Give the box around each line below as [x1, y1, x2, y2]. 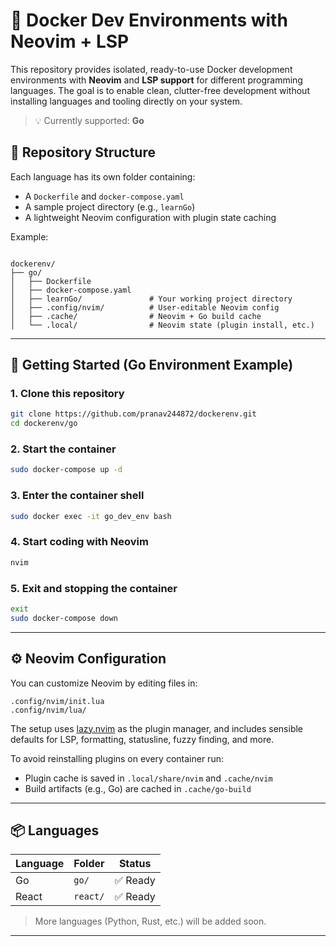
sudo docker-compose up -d [10, 465, 123, 475]
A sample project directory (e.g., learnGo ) [24, 200, 196, 213]
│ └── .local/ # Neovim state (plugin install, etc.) [10, 320, 315, 330]
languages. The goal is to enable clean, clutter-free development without [10, 84, 310, 96]
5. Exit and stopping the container [10, 581, 178, 595]
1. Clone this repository [10, 387, 125, 401]
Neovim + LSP [10, 30, 130, 53]
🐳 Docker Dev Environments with [10, 9, 288, 32]
